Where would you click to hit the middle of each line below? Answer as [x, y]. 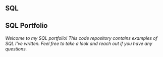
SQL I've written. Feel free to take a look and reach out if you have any [79, 44]
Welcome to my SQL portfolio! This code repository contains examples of [82, 38]
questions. [16, 49]
